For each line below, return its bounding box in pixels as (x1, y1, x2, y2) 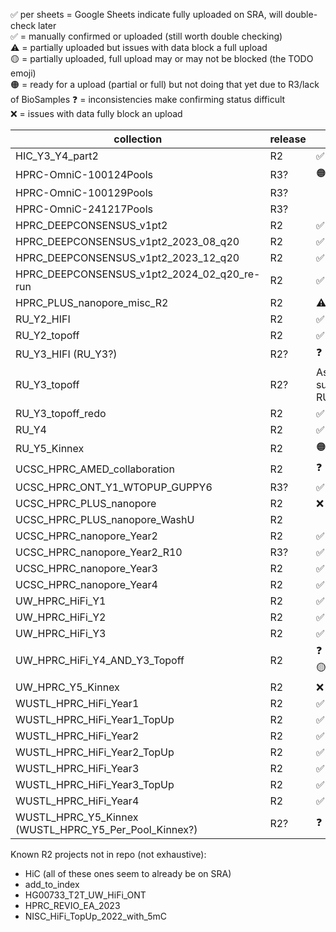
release (269, 132, 307, 146)
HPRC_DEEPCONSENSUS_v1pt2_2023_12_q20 (15, 251, 240, 264)
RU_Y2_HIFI (15, 312, 71, 326)
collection (113, 132, 163, 146)
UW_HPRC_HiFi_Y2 (15, 610, 107, 624)
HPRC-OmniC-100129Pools (15, 186, 153, 199)
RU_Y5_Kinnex (15, 441, 85, 455)
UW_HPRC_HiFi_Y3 (15, 627, 107, 640)
